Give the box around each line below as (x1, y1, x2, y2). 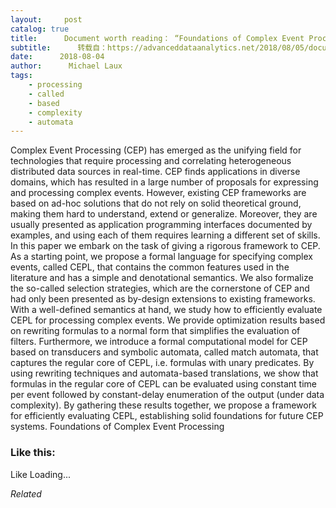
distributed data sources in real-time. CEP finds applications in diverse (10, 166, 301, 178)
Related (10, 487, 42, 500)
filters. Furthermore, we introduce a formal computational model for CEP (10, 336, 308, 348)
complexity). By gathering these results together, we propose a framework (10, 399, 317, 411)
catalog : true (10, 24, 70, 34)
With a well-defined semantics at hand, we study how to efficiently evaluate (10, 304, 323, 316)
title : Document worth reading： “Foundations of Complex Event (10, 33, 305, 43)
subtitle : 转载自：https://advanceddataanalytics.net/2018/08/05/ (10, 42, 310, 53)
